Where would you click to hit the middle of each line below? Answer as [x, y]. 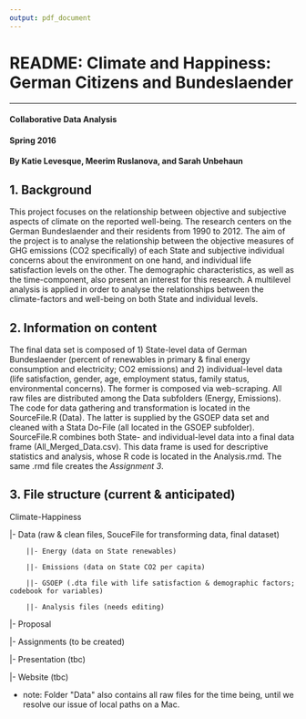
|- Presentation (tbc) [48, 659]
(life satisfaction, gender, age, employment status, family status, [130, 379]
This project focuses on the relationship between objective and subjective [148, 212]
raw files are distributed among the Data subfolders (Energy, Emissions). [145, 398]
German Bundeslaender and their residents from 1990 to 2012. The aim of [148, 231]
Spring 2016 [33, 140]
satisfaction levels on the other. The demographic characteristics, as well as [152, 270]
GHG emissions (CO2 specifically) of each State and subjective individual [147, 251]
